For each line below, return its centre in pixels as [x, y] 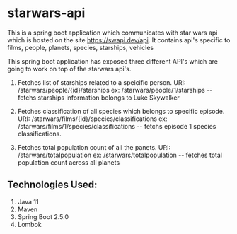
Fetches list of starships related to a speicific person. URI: [102, 82]
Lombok [30, 224]
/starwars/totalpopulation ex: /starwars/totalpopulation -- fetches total [120, 155]
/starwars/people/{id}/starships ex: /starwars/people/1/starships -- [115, 90]
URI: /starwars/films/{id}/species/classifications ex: [92, 119]
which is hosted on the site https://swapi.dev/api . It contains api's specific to [119, 40]
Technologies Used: [52, 185]
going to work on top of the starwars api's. [69, 69]
